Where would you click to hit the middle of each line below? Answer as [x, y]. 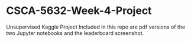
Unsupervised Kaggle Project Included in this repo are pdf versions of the [96, 27]
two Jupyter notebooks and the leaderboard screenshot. [75, 33]
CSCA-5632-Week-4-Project [79, 11]
